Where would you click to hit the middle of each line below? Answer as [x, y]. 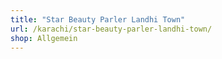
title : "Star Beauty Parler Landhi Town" [98, 19]
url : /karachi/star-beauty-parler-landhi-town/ [111, 29]
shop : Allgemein [44, 38]
